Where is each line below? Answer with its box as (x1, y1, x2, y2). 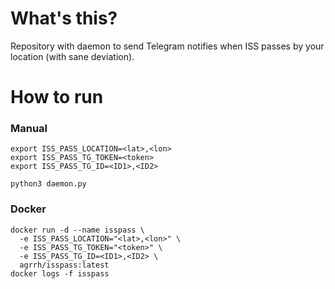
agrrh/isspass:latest (19, 260, 110, 270)
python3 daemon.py (10, 179, 87, 189)
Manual (10, 122, 48, 136)
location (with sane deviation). (10, 50, 135, 62)
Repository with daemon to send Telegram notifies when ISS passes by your (10, 40, 325, 52)
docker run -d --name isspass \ (10, 225, 145, 235)
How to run (10, 86, 104, 109)
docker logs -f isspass (10, 268, 110, 279)
